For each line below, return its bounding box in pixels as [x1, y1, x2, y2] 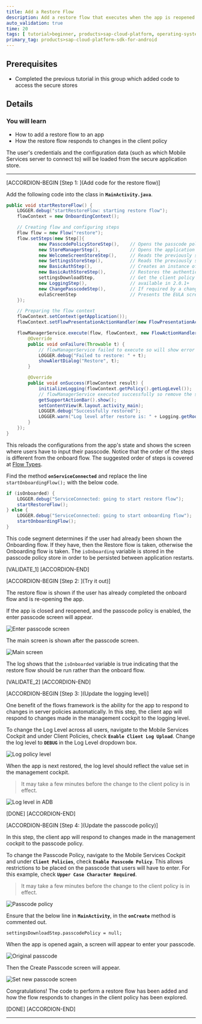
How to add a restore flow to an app [14, 131, 104, 138]
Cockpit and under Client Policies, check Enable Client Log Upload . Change [6, 732, 195, 740]
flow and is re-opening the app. [6, 595, 84, 602]
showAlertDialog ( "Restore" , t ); [38, 358, 120, 364]
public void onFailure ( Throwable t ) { [28, 341, 125, 347]
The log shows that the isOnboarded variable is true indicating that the [6, 660, 179, 667]
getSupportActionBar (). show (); [38, 397, 117, 403]
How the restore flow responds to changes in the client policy [14, 137, 167, 145]
